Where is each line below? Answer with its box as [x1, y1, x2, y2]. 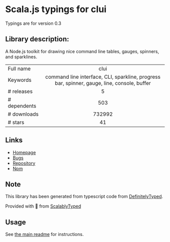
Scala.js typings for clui [5, 4, 107, 15]
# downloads [8, 110, 39, 117]
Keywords [8, 76, 32, 83]
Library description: [5, 35, 69, 43]
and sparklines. [5, 54, 37, 60]
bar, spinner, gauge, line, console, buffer [55, 79, 151, 86]
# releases [8, 87, 33, 94]
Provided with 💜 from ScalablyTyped [5, 203, 81, 209]
